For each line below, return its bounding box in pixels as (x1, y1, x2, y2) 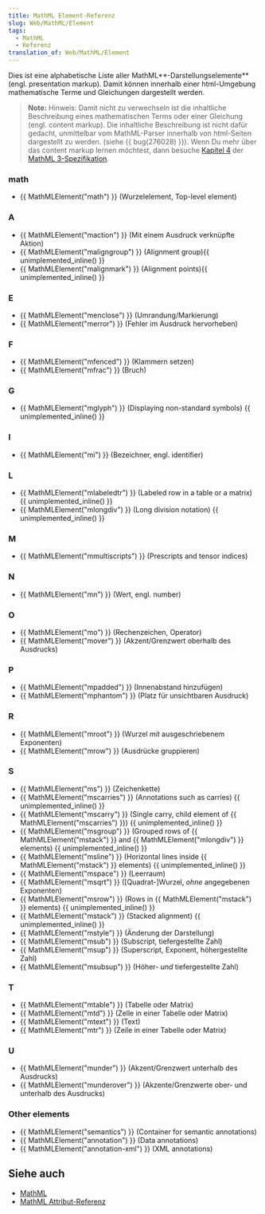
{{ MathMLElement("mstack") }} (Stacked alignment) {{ (19, 911, 201, 920)
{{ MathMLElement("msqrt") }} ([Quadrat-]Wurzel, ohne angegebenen (19, 877, 251, 886)
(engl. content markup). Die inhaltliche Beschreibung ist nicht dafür (27, 120, 248, 129)
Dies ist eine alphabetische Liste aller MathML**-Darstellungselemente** (8, 71, 249, 80)
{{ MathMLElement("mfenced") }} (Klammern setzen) (19, 357, 195, 367)
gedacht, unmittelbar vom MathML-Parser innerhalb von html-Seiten (27, 128, 252, 138)
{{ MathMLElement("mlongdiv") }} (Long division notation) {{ (19, 505, 219, 514)
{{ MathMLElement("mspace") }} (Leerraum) (19, 869, 166, 878)
